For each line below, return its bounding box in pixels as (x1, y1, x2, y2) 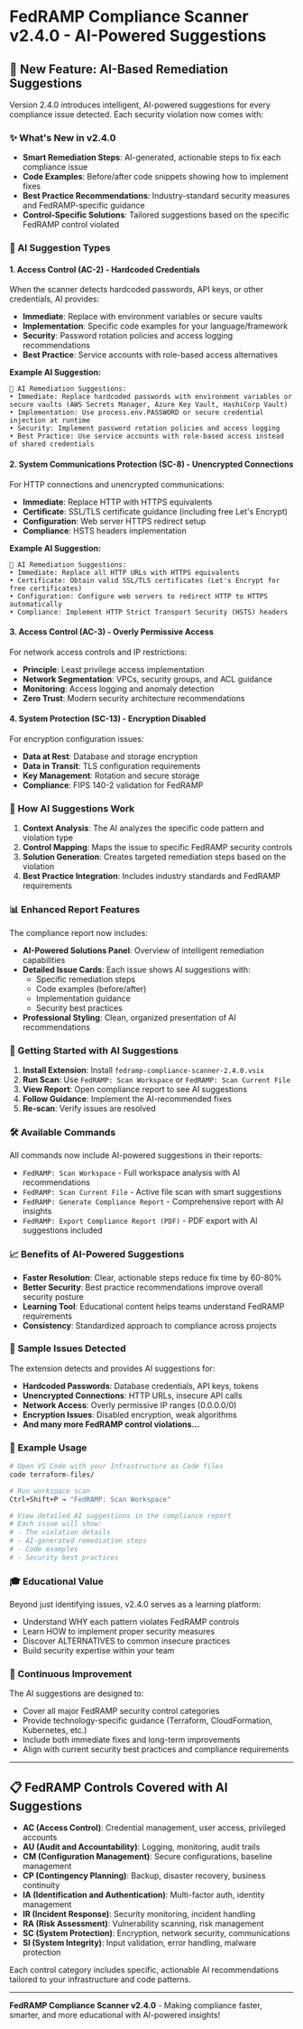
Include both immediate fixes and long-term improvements (22, 1735, 241, 1746)
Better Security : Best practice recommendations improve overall (22, 1282, 263, 1292)
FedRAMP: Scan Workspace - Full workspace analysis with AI (22, 1167, 241, 1179)
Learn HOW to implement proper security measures (22, 1626, 216, 1637)
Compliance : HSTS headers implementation (22, 525, 187, 536)
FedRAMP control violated (22, 219, 120, 230)
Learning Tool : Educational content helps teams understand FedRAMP (22, 1301, 285, 1311)
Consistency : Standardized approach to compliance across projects (22, 1320, 277, 1330)
